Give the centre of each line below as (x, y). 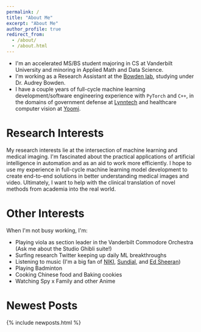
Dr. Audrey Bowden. (40, 82)
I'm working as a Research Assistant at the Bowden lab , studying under (104, 76)
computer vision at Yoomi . (48, 108)
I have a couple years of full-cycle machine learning (80, 89)
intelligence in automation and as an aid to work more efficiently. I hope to (99, 163)
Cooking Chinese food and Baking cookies (69, 274)
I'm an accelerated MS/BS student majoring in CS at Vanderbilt (94, 63)
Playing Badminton (39, 268)
